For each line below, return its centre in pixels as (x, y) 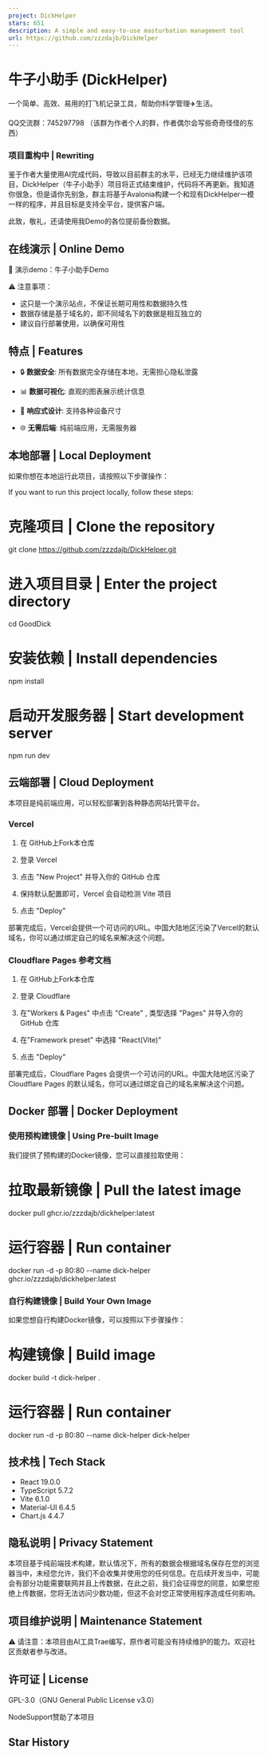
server (31, 733)
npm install (26, 681)
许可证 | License (49, 1679)
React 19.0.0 (40, 1482)
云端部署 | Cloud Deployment (81, 783)
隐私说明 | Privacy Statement (81, 1543)
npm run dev (29, 755)
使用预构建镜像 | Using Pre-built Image (84, 1136)
